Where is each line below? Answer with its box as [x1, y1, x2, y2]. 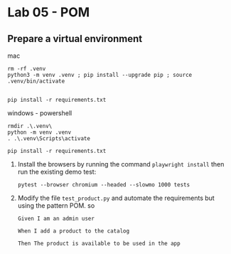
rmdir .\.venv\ [7, 122, 53, 129]
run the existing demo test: [17, 168, 97, 176]
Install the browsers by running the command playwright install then [17, 160, 225, 168]
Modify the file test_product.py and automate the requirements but [17, 194, 215, 202]
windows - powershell [7, 109, 72, 117]
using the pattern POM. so [17, 201, 95, 210]
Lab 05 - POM [7, 4, 90, 21]
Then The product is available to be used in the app [17, 240, 181, 247]
